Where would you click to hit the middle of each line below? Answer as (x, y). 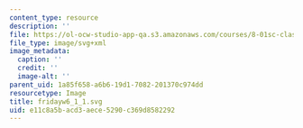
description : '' (40, 26)
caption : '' (40, 59)
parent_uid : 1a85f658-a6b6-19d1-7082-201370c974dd (106, 85)
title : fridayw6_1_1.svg (56, 101)
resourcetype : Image (48, 93)
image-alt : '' (44, 77)
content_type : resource (54, 18)
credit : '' (38, 69)
